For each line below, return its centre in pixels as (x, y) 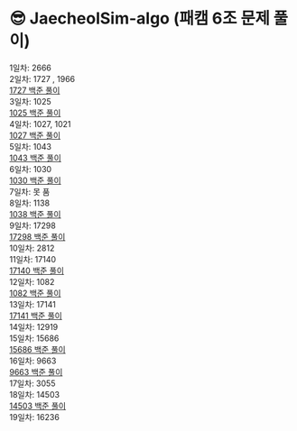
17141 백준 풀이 (36, 316)
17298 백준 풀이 (37, 236)
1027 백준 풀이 (35, 135)
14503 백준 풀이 (37, 406)
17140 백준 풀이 (37, 271)
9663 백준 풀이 (36, 371)
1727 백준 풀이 (35, 90)
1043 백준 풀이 (35, 158)
